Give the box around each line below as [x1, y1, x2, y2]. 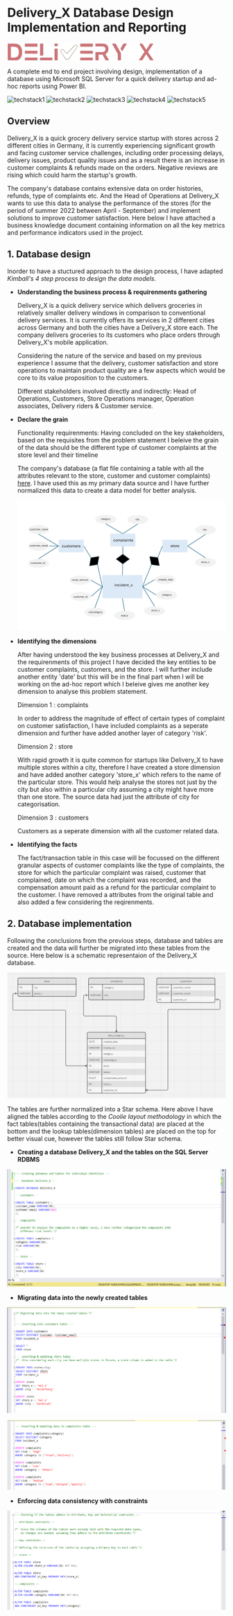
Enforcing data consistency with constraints [17, 1497, 148, 1505]
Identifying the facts [17, 840, 78, 849]
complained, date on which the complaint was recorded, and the [17, 876, 202, 884]
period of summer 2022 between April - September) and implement [7, 206, 201, 214]
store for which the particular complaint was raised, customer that [17, 868, 206, 876]
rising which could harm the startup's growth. [7, 171, 137, 179]
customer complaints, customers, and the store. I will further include [17, 665, 213, 673]
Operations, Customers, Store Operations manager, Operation [17, 394, 194, 403]
